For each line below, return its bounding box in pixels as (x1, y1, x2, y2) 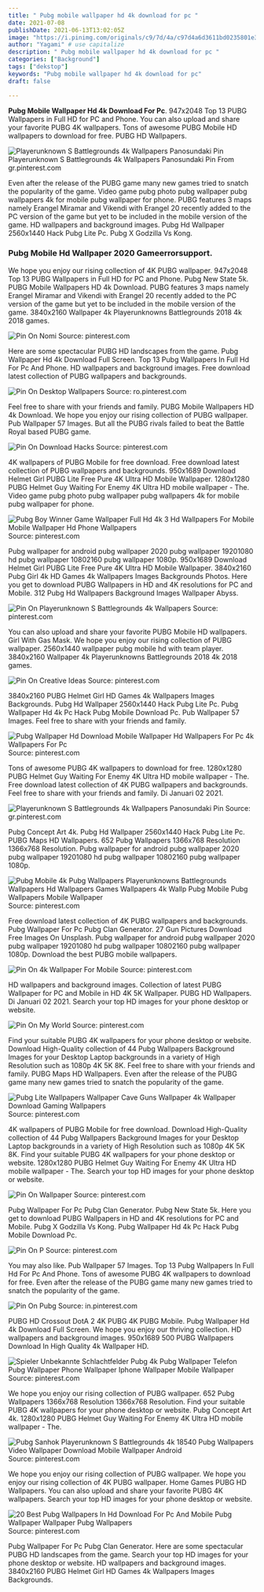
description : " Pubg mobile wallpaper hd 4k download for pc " (8, 48, 220, 56)
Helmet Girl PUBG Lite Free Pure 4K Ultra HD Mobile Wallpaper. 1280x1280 (8, 474, 250, 484)
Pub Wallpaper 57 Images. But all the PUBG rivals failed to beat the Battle (8, 418, 245, 428)
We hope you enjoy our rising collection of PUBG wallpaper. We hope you (8, 1469, 246, 1479)
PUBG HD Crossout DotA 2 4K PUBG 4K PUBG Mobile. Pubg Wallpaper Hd (8, 1316, 250, 1325)
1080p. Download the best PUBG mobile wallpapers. (8, 949, 178, 959)
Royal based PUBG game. (8, 426, 92, 437)
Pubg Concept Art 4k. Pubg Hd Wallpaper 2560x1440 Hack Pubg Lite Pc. (8, 827, 245, 836)
